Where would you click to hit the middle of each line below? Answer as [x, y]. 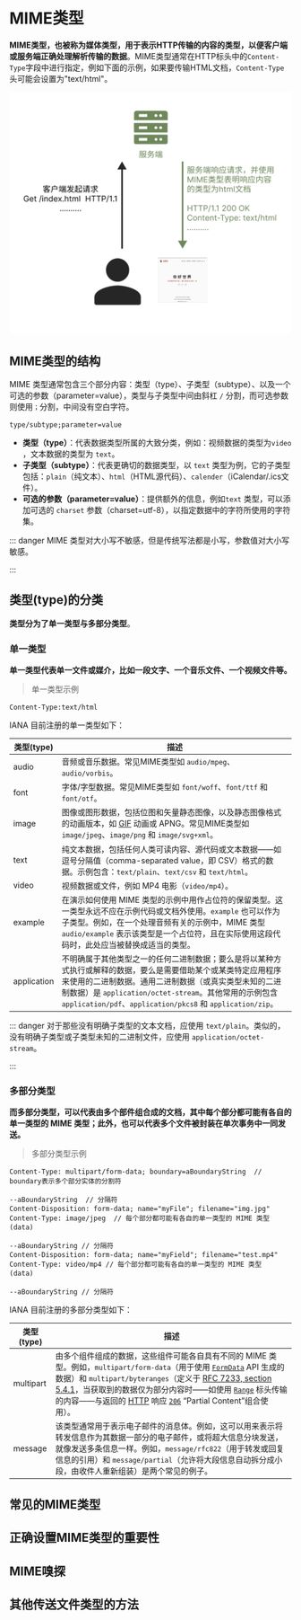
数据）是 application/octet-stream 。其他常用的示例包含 [173, 993]
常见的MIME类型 [55, 1505]
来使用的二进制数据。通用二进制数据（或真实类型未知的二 [168, 981]
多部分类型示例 [59, 1154]
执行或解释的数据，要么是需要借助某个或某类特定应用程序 [176, 970]
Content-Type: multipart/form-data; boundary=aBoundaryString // [136, 1172]
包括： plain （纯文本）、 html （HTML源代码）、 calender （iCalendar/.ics [152, 476]
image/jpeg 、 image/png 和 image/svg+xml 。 [140, 835]
